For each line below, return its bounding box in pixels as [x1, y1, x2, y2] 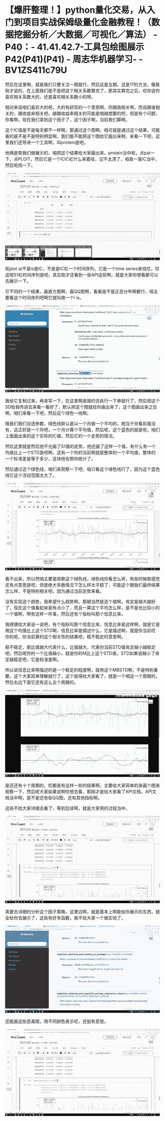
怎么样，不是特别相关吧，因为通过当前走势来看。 [5, 588, 104, 594]
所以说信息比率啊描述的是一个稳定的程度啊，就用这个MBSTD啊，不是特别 [5, 667, 154, 673]
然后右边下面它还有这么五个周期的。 [5, 679, 79, 685]
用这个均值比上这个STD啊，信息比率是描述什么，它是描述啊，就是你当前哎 [5, 627, 156, 633]
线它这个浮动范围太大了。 [5, 473, 57, 478]
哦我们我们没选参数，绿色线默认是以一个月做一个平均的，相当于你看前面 [5, 421, 151, 427]
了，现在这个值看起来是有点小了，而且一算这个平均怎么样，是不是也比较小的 [5, 605, 160, 611]
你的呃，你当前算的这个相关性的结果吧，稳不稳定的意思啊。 [5, 634, 126, 640]
